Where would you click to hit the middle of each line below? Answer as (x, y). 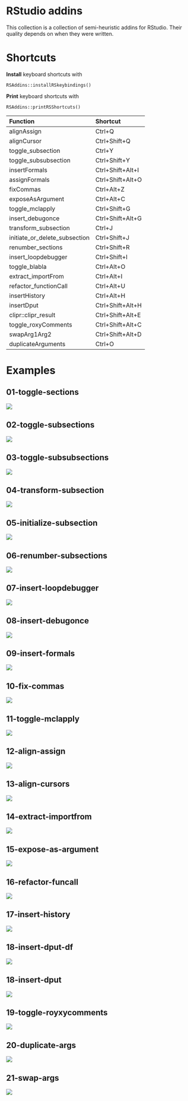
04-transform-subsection (55, 490)
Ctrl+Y (104, 150)
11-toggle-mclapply (43, 719)
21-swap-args (33, 1078)
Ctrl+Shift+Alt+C (119, 324)
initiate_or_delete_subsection (50, 237)
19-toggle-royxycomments (57, 1012)
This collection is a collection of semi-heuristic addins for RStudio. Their (94, 27)
